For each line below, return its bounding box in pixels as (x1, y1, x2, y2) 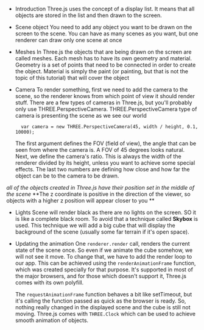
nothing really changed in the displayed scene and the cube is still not (15, 304, 191, 310)
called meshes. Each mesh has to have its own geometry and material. (15, 55, 192, 62)
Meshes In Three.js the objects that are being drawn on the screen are (15, 48, 192, 56)
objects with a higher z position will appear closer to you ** (6, 197, 155, 204)
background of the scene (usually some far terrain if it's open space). (15, 228, 190, 235)
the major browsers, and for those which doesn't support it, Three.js (15, 273, 187, 279)
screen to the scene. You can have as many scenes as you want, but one (15, 30, 199, 37)
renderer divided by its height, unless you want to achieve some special (15, 159, 195, 167)
